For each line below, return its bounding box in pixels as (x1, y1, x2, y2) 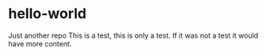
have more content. (8, 38, 72, 48)
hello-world (8, 5, 87, 23)
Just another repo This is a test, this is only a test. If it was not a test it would (8, 31, 259, 40)
